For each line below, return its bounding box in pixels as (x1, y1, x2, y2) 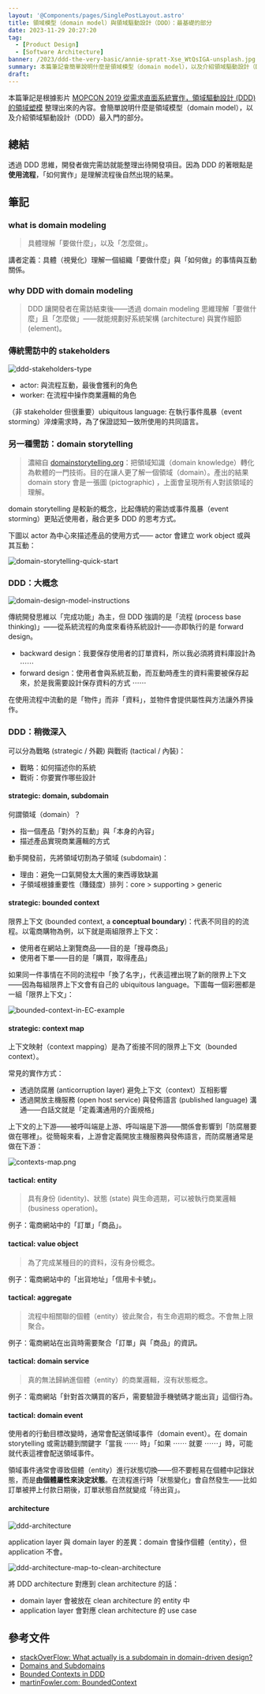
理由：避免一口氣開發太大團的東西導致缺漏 (19, 869, 159, 879)
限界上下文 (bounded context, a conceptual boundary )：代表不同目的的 (8, 916, 243, 927)
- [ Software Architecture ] (15, 48, 104, 56)
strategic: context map (8, 1023, 84, 1033)
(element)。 (27, 324, 67, 334)
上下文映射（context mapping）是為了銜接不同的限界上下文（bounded (8, 1042, 237, 1051)
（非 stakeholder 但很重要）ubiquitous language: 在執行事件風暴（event (8, 407, 242, 416)
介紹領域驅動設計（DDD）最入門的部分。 (14, 112, 148, 122)
